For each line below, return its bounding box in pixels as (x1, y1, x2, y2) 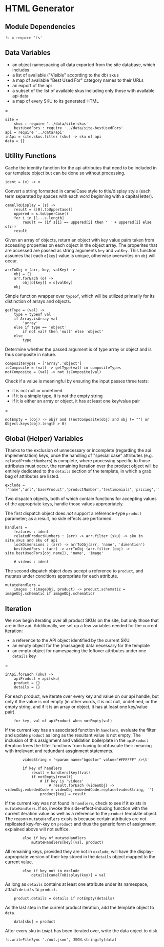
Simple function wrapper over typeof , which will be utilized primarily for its (5, 293, 155, 299)
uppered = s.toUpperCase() (14, 211, 69, 216)
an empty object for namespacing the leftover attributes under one (12, 648, 146, 654)
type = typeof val (14, 312, 51, 317)
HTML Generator (5, 3, 74, 14)
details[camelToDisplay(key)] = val (31, 873, 106, 878)
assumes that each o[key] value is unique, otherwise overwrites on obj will (5, 253, 156, 259)
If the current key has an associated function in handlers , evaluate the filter (5, 727, 156, 733)
